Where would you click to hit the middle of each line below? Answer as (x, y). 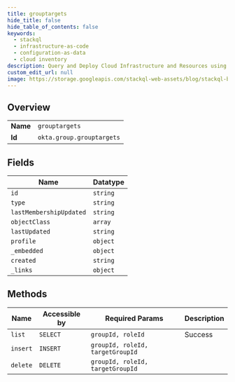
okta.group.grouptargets (79, 138)
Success (199, 334)
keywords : (22, 33)
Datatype (108, 182)
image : (17, 79)
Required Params (134, 318)
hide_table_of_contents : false (53, 27)
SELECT (50, 334)
